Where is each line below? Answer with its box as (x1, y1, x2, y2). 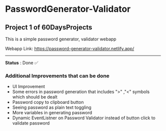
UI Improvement (12, 84, 45, 90)
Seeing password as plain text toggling (12, 104, 91, 110)
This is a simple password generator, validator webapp (5, 36, 117, 42)
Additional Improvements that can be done (5, 72, 110, 79)
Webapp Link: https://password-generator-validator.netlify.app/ (5, 46, 134, 51)
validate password (12, 120, 50, 126)
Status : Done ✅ (5, 60, 39, 65)
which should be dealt (12, 94, 58, 100)
